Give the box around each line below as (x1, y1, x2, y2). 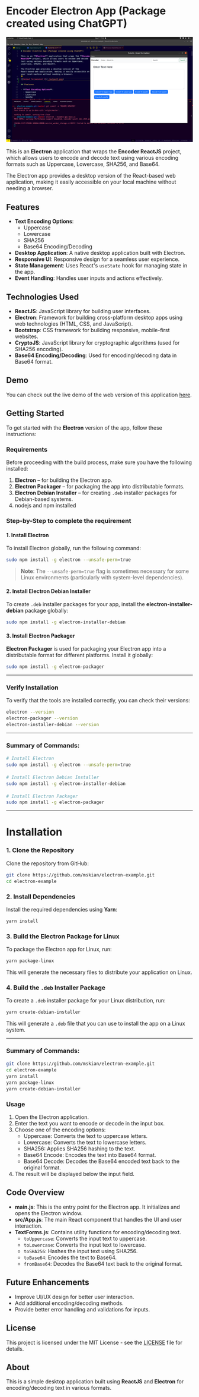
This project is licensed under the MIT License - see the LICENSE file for (6, 1339, 182, 1346)
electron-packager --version (6, 715, 78, 721)
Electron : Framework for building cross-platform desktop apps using (14, 314, 183, 321)
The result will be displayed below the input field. (14, 1171, 135, 1178)
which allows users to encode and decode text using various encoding (6, 154, 179, 162)
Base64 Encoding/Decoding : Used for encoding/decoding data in (14, 352, 177, 359)
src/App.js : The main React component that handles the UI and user (14, 1216, 182, 1223)
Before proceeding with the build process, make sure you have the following (6, 459, 192, 466)
